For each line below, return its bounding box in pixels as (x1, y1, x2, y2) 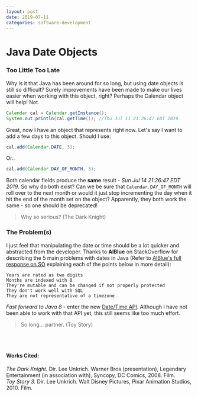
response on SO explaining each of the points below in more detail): (6, 260, 171, 268)
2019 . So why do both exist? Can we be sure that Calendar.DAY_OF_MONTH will (6, 183, 192, 190)
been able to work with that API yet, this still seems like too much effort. (6, 309, 181, 317)
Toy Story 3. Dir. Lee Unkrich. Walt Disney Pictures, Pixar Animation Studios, (6, 378, 192, 385)
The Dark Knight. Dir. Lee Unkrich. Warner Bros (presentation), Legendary (6, 365, 186, 372)
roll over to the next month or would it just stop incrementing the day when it (6, 189, 192, 197)
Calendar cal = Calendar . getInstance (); (6, 110, 108, 116)
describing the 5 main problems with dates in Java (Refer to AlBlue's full (6, 254, 181, 261)
